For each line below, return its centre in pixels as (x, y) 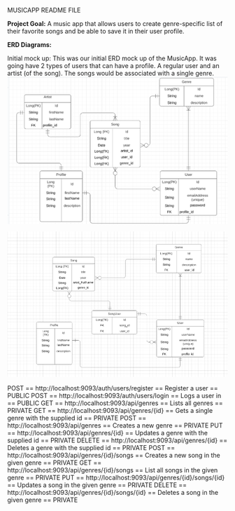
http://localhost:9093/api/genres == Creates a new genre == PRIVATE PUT (115, 425)
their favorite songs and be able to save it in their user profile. (96, 31)
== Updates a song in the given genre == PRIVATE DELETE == (97, 485)
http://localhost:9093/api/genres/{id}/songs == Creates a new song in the (114, 456)
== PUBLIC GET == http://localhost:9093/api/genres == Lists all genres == (115, 403)
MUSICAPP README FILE (44, 10)
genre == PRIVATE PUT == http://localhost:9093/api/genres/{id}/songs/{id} (116, 478)
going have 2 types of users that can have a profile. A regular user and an (113, 66)
